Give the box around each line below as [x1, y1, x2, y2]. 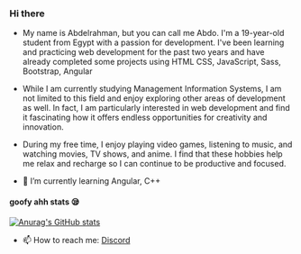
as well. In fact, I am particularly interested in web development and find [22, 103, 290, 113]
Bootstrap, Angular [22, 66, 93, 77]
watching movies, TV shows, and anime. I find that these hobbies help [22, 149, 283, 159]
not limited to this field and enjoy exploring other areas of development [22, 93, 286, 104]
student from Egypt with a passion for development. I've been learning [22, 37, 285, 48]
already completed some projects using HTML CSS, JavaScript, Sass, [22, 57, 281, 68]
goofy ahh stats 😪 [9, 196, 80, 207]
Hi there [9, 7, 45, 20]
